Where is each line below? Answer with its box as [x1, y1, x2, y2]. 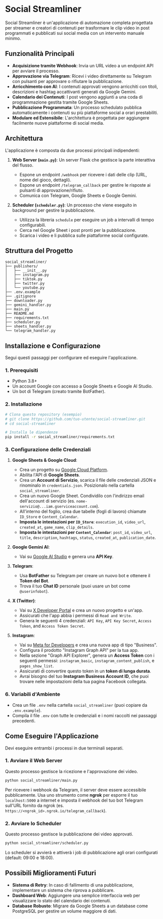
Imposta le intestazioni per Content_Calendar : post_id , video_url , [19, 529, 153, 535]
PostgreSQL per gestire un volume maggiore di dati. [12, 908, 117, 914]
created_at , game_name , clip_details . [19, 524, 94, 530]
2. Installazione [5, 401, 43, 408]
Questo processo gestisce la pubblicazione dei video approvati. [5, 831, 134, 837]
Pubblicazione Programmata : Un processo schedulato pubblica [12, 104, 142, 110]
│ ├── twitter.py [5, 281, 45, 286]
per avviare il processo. [12, 68, 60, 74]
